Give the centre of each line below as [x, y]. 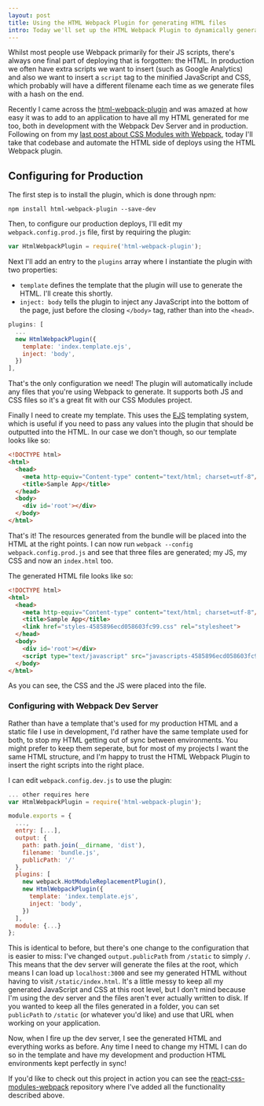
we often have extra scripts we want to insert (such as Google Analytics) [126, 69]
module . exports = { [40, 816]
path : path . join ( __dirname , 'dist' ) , [84, 845]
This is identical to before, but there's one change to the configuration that [128, 948]
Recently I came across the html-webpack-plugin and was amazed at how [128, 109]
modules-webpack [38, 1087]
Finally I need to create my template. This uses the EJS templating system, [128, 415]
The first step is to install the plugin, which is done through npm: [112, 195]
